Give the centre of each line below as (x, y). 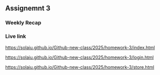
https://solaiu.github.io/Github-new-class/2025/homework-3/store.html (80, 67)
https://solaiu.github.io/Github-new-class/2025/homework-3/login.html (79, 57)
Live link (16, 36)
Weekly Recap (23, 23)
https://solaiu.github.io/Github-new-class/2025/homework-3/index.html (80, 47)
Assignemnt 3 (28, 8)
